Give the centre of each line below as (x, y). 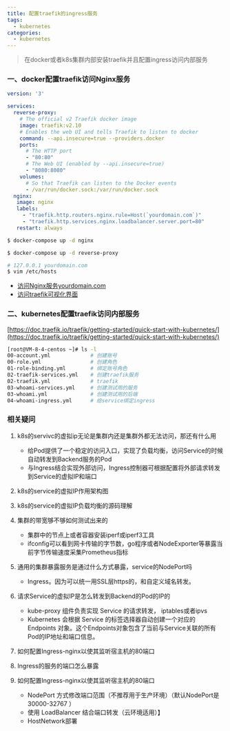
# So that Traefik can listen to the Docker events (101, 183)
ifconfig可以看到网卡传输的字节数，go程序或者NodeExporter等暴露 (122, 543)
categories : (24, 33)
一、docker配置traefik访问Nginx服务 (69, 79)
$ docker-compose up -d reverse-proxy (63, 253)
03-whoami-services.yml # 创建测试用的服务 (72, 388)
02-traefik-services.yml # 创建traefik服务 (73, 375)
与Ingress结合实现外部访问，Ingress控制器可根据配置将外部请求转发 (124, 467)
